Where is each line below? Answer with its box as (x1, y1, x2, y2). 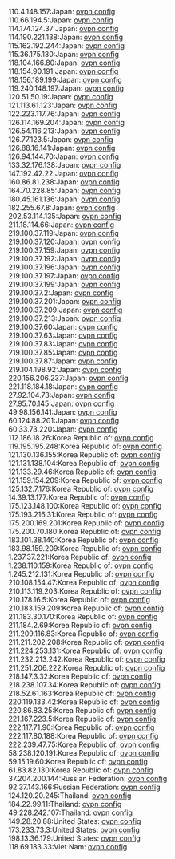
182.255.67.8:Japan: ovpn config (8, 203, 116, 212)
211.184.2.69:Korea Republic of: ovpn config (8, 621, 152, 630)
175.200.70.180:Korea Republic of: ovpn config (8, 527, 161, 536)
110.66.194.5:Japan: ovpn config (8, 15, 113, 25)
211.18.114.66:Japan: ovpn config (8, 220, 114, 229)
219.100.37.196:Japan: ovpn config (8, 262, 121, 272)
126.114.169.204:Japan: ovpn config (8, 118, 125, 127)
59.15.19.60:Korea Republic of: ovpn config (8, 757, 148, 766)
